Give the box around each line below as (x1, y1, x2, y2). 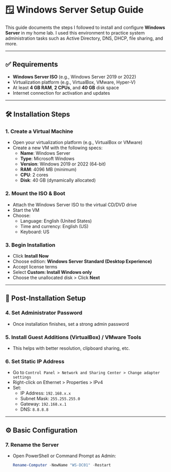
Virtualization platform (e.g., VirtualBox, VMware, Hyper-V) (12, 79, 136, 85)
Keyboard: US (20, 229, 50, 235)
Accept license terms (12, 264, 58, 270)
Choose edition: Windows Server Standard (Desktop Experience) (12, 258, 152, 265)
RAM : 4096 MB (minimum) (20, 166, 77, 173)
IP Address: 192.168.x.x (20, 390, 71, 396)
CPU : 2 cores (20, 172, 48, 178)
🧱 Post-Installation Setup (5, 294, 86, 303)
